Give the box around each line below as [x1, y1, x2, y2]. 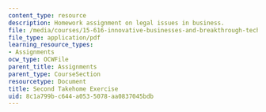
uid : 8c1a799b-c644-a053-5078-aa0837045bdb [8, 92, 154, 100]
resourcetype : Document [8, 77, 87, 85]
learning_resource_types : [8, 41, 93, 49]
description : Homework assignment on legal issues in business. [8, 19, 225, 27]
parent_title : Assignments [8, 63, 97, 71]
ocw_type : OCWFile [8, 56, 69, 64]
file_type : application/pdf [8, 33, 101, 42]
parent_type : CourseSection [8, 70, 101, 78]
